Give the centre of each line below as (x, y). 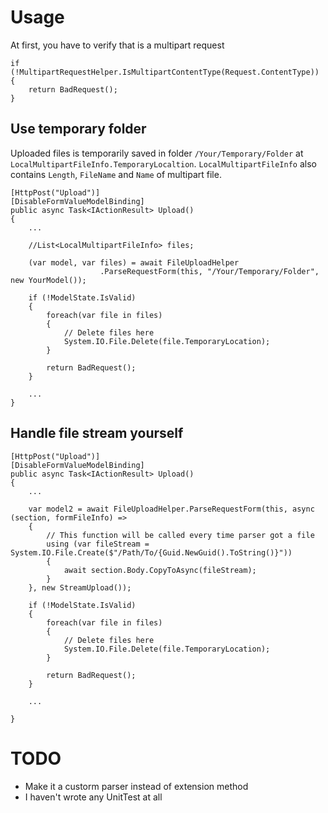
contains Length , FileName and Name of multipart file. (116, 174)
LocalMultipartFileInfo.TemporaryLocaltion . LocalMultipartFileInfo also (163, 163)
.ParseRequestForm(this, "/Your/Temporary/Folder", (209, 271)
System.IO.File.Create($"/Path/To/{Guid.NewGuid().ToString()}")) (151, 552)
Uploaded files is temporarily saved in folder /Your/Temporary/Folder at (157, 153)
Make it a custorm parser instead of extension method (136, 786)
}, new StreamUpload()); (80, 587)
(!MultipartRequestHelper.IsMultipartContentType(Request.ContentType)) (165, 72)
